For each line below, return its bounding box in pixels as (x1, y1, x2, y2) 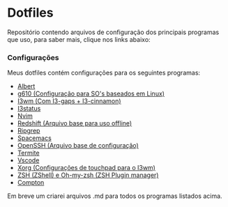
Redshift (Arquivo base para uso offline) (17, 119, 132, 128)
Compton (17, 178, 45, 187)
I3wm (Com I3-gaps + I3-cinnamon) (17, 97, 121, 105)
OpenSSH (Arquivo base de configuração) (17, 141, 139, 150)
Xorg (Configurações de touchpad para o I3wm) (17, 164, 155, 172)
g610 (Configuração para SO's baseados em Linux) (17, 89, 165, 98)
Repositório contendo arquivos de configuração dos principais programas (7, 28, 220, 36)
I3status (17, 105, 41, 113)
